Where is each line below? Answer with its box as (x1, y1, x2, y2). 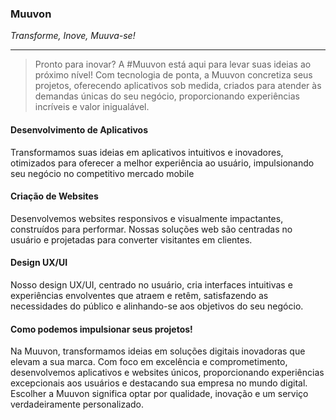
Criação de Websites (10, 190, 99, 202)
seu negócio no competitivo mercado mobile (10, 167, 195, 179)
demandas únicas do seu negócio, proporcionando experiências (34, 90, 300, 102)
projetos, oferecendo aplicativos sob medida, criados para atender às (34, 80, 322, 92)
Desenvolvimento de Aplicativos (10, 123, 149, 136)
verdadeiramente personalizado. (10, 398, 145, 411)
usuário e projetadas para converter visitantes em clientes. (10, 233, 253, 246)
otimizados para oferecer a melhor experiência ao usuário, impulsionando (10, 157, 315, 169)
